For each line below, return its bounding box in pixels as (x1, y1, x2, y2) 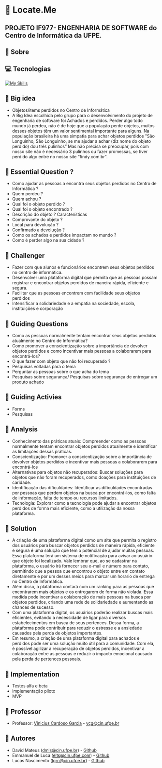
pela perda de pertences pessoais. (12, 656, 81, 662)
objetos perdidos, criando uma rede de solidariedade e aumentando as (12, 599, 154, 605)
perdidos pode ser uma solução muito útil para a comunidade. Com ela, (12, 641, 155, 647)
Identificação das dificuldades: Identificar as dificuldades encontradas (12, 484, 152, 490)
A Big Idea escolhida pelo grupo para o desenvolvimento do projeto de (12, 112, 153, 118)
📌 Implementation (5, 670, 59, 678)
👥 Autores (5, 734, 36, 743)
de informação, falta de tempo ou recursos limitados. (12, 495, 118, 501)
